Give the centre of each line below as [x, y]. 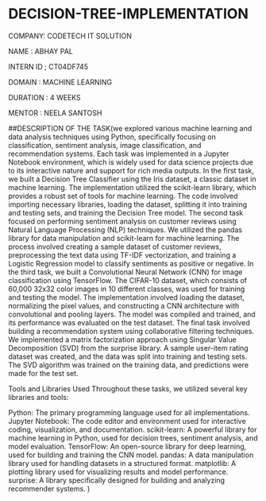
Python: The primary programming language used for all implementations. [129, 412]
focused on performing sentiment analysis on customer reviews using [122, 221]
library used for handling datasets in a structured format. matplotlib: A [122, 463]
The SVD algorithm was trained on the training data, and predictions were [128, 365]
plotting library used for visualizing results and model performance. [118, 472]
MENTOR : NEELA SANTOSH [55, 113]
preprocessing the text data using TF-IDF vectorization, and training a [122, 254]
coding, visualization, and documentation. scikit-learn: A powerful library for [133, 429]
